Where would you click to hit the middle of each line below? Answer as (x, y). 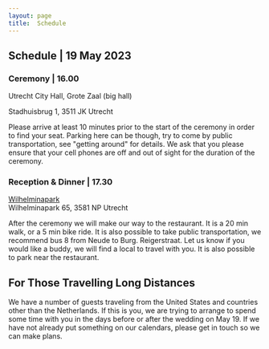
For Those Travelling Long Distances (102, 283)
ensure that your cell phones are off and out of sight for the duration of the (132, 152)
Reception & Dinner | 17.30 (61, 182)
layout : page (30, 16)
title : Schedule (37, 23)
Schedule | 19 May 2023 (70, 56)
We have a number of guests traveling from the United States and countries (133, 302)
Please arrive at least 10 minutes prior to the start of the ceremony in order (132, 127)
